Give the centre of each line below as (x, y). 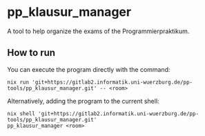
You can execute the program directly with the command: (89, 69)
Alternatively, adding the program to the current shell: (84, 101)
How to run (31, 53)
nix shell (21, 114)
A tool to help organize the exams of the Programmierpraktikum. (98, 31)
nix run (18, 82)
